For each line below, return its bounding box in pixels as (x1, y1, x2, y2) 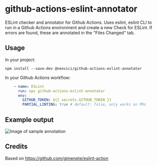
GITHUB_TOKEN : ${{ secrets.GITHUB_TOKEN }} (22, 98, 111, 102)
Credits (5, 142, 28, 151)
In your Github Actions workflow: (5, 74, 71, 81)
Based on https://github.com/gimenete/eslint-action (5, 155, 109, 161)
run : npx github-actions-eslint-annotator (17, 88, 105, 93)
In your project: (5, 57, 35, 63)
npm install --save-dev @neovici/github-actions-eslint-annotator (5, 66, 142, 71)
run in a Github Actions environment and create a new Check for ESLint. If (5, 24, 153, 30)
